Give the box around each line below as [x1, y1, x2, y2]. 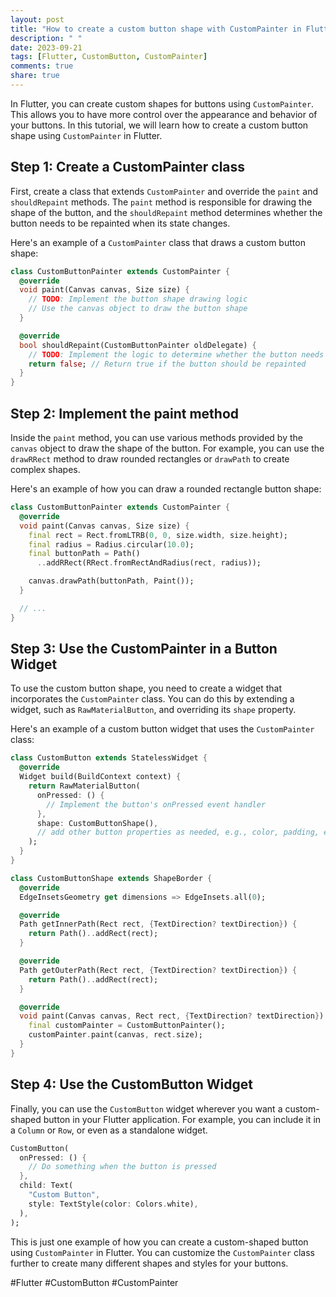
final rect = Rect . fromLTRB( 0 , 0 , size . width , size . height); [28, 530, 289, 540]
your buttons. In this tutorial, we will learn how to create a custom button [10, 119, 309, 131]
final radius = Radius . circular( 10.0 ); [28, 539, 195, 550]
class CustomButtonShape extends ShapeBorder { [10, 873, 213, 883]
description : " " [10, 33, 83, 43]
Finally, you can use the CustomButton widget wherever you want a [10, 1102, 283, 1115]
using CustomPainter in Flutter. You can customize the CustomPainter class [10, 1246, 315, 1258]
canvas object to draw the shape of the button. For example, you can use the [10, 442, 325, 454]
